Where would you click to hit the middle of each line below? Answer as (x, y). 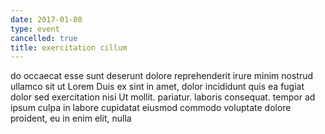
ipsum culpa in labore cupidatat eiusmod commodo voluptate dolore (151, 108)
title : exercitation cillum (69, 47)
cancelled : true (44, 38)
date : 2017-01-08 (46, 19)
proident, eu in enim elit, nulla (71, 118)
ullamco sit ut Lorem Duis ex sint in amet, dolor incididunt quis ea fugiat (157, 87)
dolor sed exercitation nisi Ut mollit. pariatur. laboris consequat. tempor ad (163, 97)
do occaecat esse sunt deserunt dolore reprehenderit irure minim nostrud (162, 76)
